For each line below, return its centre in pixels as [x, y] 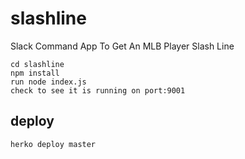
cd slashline [37, 64]
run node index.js [48, 82]
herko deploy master [53, 144]
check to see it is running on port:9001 [98, 90]
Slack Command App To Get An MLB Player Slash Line [122, 46]
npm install [35, 73]
